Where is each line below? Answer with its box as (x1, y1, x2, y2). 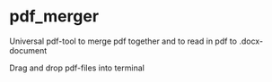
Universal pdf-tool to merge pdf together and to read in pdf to (9, 36, 238, 46)
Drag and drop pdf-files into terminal (9, 62, 145, 73)
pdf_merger (9, 6, 100, 27)
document (9, 45, 48, 55)
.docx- (239, 36, 263, 46)
